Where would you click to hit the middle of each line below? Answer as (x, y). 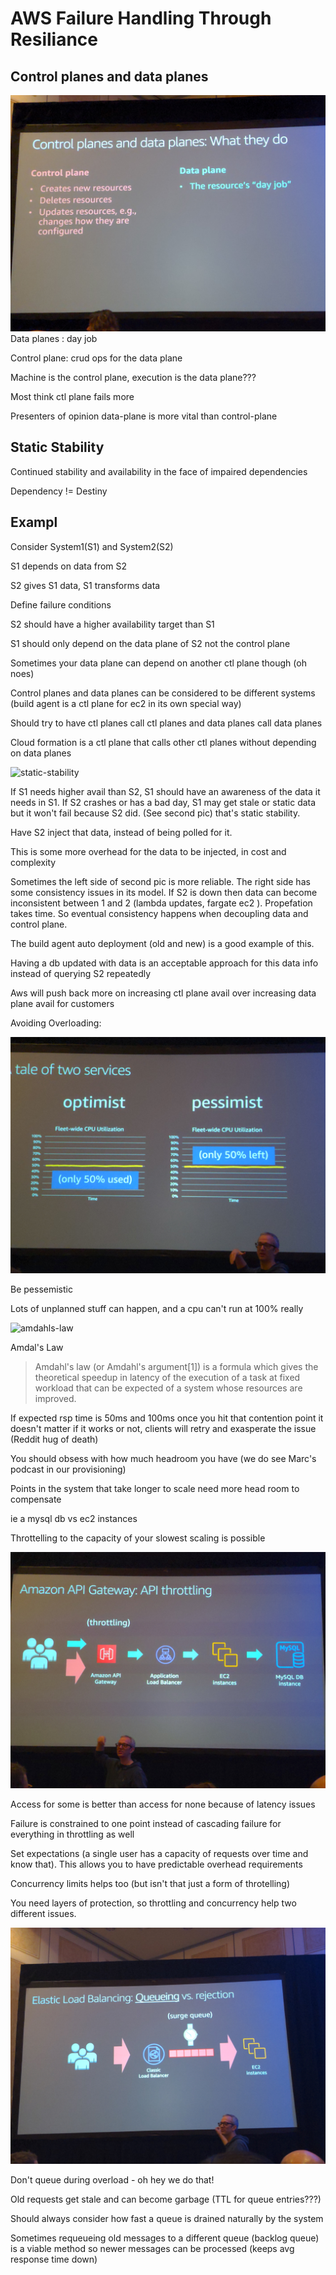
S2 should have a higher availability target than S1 (112, 624)
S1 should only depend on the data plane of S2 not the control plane (150, 643)
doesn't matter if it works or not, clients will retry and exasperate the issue (163, 1428)
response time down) (54, 2259)
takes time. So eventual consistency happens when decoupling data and (159, 913)
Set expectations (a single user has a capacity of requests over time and (159, 1853)
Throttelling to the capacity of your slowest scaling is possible (138, 1538)
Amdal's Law (37, 1347)
